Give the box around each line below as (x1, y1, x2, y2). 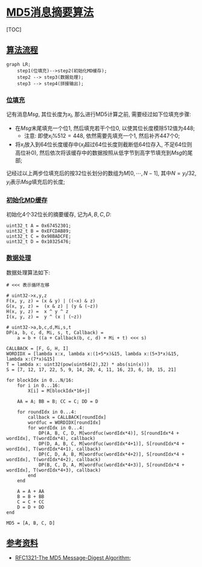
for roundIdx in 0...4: (17, 409, 77, 415)
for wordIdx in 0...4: (28, 424, 85, 431)
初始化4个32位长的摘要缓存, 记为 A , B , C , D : (6, 211, 112, 218)
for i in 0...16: (17, 382, 61, 389)
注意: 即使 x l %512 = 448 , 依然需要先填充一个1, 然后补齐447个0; (24, 132, 180, 141)
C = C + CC (17, 499, 45, 505)
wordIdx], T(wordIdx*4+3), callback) (6, 467, 101, 473)
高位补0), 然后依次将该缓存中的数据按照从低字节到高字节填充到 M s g (14, 149, 183, 157)
